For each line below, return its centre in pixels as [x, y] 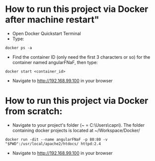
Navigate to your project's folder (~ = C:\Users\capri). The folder [78, 125]
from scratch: [34, 112]
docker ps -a [19, 48]
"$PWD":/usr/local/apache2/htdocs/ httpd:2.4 [53, 144]
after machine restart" [52, 20]
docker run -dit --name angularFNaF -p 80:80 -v [56, 139]
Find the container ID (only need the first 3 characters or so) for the [81, 57]
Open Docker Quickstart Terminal [46, 33]
